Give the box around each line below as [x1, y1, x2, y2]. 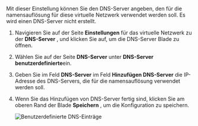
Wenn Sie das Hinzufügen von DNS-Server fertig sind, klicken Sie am [14, 95, 185, 102]
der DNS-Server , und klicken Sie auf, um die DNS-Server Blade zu [14, 36, 180, 42]
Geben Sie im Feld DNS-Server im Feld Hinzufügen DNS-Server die [14, 71, 183, 78]
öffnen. [14, 42, 33, 49]
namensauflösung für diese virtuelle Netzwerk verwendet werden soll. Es [6, 11, 186, 18]
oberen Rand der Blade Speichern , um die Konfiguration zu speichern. [14, 102, 189, 109]
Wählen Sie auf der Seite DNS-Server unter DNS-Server [14, 53, 154, 60]
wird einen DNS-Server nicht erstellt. [6, 18, 96, 24]
